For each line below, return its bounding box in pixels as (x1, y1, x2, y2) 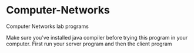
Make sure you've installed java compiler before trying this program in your (6, 34, 188, 41)
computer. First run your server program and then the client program (6, 40, 172, 47)
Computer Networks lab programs (6, 23, 89, 30)
